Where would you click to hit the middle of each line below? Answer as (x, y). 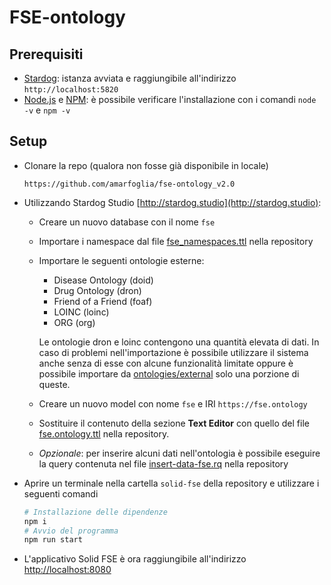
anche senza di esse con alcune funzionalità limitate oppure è (166, 363)
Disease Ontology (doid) (103, 280)
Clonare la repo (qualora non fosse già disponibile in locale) (146, 165)
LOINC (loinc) (81, 312)
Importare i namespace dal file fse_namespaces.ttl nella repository (176, 241)
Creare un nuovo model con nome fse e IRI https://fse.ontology (173, 403)
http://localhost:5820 (71, 90)
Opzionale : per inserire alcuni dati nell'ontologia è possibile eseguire (179, 453)
